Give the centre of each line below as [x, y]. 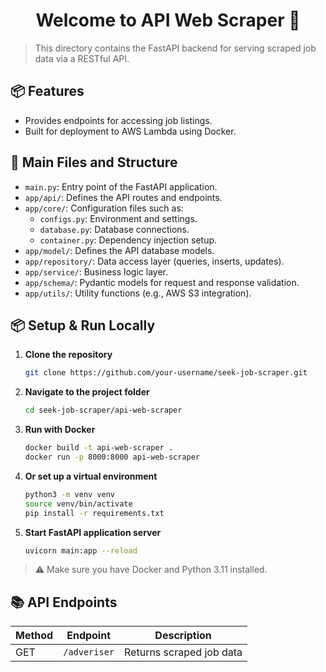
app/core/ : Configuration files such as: [104, 208]
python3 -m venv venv [70, 494]
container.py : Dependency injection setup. [128, 240]
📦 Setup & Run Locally [83, 325]
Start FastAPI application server [93, 532]
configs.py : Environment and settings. [118, 218]
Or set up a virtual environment [91, 476]
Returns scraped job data [183, 652]
